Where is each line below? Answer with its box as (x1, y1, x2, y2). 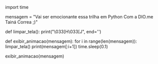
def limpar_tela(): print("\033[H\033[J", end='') (5, 29, 102, 34)
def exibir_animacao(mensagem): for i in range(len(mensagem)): (5, 38, 138, 44)
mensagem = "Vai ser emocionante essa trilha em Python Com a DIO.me (5, 14, 154, 19)
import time (5, 4, 29, 10)
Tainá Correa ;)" (5, 19, 38, 25)
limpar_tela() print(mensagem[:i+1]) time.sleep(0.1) (5, 44, 108, 49)
